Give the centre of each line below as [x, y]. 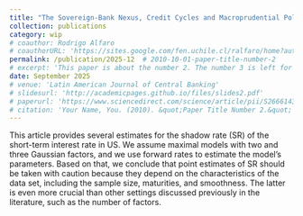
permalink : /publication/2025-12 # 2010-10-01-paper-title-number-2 [143, 59]
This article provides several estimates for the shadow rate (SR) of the [139, 135]
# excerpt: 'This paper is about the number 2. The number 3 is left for [151, 68]
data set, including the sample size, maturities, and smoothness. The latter [147, 183]
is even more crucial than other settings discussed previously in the [135, 193]
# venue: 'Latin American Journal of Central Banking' [115, 85]
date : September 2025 [50, 76]
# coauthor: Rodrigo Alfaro [62, 43]
